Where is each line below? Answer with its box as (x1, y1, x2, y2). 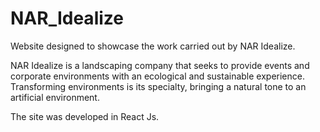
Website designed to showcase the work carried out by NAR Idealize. (10, 40, 296, 52)
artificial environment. (10, 91, 100, 103)
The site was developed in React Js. (10, 110, 160, 122)
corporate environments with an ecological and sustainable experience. (10, 70, 305, 82)
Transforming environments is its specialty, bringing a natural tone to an (10, 80, 307, 92)
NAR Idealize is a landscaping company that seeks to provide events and (10, 59, 310, 71)
